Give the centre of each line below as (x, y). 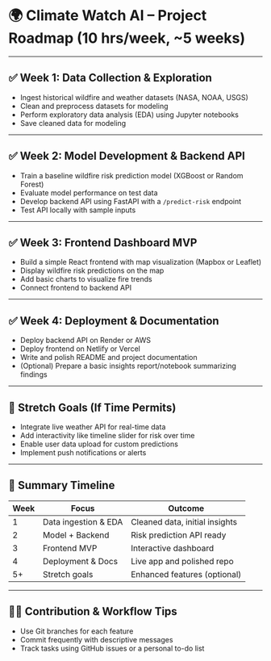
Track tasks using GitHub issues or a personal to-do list (112, 648)
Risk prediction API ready (178, 535)
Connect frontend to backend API (75, 288)
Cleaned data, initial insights (184, 521)
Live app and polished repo (182, 561)
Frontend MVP (70, 548)
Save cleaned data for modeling (73, 123)
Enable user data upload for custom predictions (99, 444)
